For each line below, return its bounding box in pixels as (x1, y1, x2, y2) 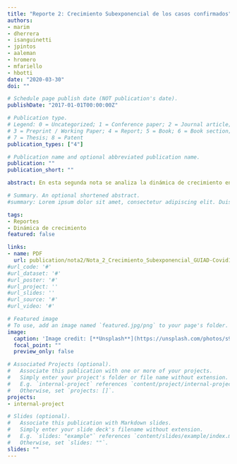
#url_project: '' (7, 283, 59, 290)
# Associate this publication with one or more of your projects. (7, 367, 213, 374)
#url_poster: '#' (7, 276, 59, 283)
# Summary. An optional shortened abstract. (7, 192, 140, 199)
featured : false (7, 231, 55, 238)
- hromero (7, 56, 37, 63)
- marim (7, 23, 30, 30)
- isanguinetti (7, 37, 52, 44)
